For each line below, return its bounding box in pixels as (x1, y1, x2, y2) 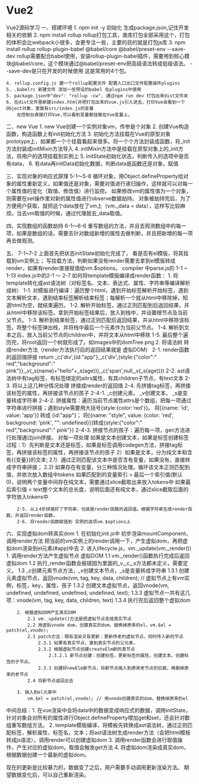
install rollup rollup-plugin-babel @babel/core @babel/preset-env (6, 45, 166, 52)
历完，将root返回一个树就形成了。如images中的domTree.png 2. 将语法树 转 (6, 339, 190, 346)
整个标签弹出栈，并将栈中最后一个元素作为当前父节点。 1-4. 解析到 (21, 324, 185, 331)
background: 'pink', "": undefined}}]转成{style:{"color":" (6, 419, 143, 426)
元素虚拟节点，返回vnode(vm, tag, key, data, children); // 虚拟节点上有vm (6, 574, 185, 581)
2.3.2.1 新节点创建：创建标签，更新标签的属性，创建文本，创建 (48, 652, 185, 658)
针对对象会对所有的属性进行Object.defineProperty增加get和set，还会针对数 (6, 714, 190, 721)
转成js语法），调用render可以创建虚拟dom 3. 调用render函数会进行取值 (6, 736, 178, 743)
